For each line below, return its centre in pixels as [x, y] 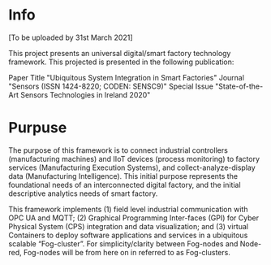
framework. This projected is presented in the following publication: [121, 62]
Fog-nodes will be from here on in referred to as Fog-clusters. [127, 252]
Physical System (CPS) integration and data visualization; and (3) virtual [129, 226]
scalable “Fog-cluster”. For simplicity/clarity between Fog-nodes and [123, 243]
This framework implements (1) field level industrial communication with [128, 209]
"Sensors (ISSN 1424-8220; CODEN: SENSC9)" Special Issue [111, 86]
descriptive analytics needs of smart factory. [83, 193]
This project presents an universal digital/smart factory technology [120, 53]
